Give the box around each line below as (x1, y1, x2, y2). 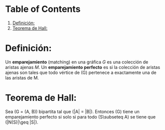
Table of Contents (5, 3, 81, 15)
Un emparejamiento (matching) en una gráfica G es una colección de (5, 59, 149, 65)
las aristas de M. (5, 74, 39, 80)
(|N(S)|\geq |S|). (5, 119, 38, 125)
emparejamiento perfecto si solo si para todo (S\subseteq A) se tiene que (5, 114, 156, 120)
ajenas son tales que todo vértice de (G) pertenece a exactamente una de (5, 69, 157, 75)
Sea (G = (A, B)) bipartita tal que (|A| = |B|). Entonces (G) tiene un (5, 108, 140, 115)
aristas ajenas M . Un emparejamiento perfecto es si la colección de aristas (5, 64, 161, 70)
